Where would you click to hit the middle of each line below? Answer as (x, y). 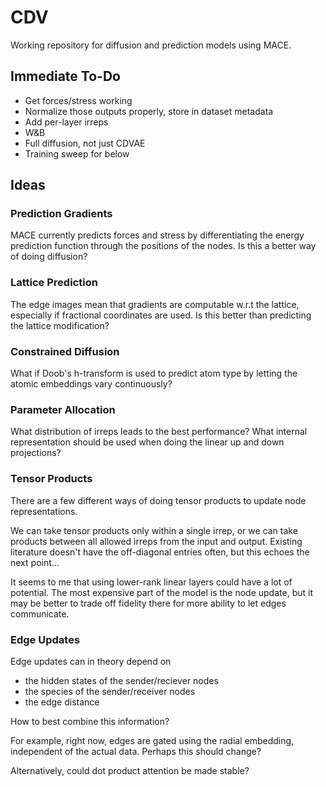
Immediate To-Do (65, 76)
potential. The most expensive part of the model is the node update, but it (161, 592)
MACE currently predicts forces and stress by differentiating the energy (157, 235)
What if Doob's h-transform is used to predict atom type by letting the (154, 373)
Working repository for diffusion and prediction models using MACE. (151, 45)
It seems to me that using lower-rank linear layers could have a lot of (151, 582)
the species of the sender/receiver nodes (110, 691)
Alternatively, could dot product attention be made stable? (130, 770)
